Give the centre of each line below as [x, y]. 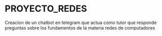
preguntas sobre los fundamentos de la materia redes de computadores [80, 27]
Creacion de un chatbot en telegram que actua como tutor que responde [81, 22]
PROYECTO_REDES [46, 9]
